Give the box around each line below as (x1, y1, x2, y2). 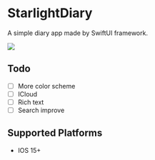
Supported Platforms (7, 127, 103, 139)
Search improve (17, 106, 65, 114)
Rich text (17, 98, 44, 106)
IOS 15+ (17, 146, 41, 154)
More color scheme (17, 81, 76, 90)
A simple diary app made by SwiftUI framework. (7, 29, 149, 37)
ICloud (17, 89, 38, 98)
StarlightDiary (7, 5, 93, 21)
